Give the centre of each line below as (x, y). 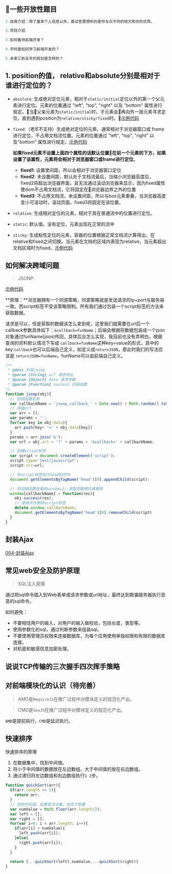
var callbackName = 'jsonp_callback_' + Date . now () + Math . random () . (85, 404)
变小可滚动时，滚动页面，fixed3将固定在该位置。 (72, 202)
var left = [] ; (26, 814)
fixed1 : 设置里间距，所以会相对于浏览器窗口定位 (71, 170)
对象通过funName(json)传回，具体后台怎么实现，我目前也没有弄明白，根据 (84, 336)
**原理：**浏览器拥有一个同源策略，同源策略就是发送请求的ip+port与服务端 (85, 300)
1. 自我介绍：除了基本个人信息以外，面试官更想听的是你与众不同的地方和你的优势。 (80, 22)
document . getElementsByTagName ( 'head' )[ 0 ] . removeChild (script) (83, 513)
